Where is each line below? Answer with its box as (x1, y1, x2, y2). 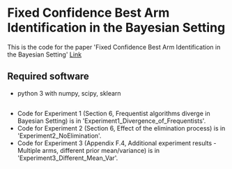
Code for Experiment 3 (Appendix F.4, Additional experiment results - (17, 139, 217, 147)
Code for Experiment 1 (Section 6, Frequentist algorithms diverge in (17, 110, 210, 118)
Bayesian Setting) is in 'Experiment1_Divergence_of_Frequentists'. (17, 117, 206, 125)
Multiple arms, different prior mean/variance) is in (17, 147, 160, 155)
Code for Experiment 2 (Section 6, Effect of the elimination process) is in (17, 124, 226, 133)
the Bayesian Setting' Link (7, 50, 82, 59)
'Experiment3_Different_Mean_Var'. (17, 154, 118, 162)
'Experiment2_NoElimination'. (17, 131, 102, 140)
